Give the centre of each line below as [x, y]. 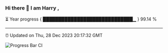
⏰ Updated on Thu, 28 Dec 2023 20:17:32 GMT [54, 35]
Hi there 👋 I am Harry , [32, 8]
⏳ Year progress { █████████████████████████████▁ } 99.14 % [81, 19]
